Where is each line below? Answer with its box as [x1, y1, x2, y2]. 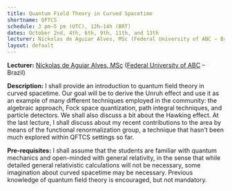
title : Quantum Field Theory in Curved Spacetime [7, 10, 153, 17]
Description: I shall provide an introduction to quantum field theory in [7, 82, 205, 90]
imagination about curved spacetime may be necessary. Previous [7, 168, 193, 177]
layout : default [7, 42, 54, 49]
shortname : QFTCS [7, 17, 57, 23]
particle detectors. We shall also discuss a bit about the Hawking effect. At [7, 111, 219, 119]
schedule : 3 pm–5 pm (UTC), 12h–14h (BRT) [7, 23, 131, 30]
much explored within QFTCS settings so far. [7, 133, 135, 141]
